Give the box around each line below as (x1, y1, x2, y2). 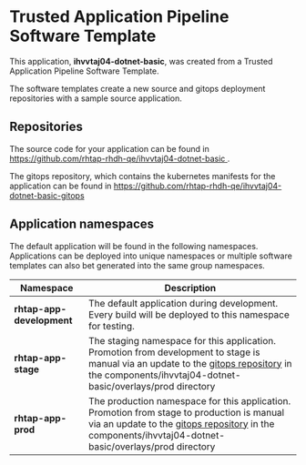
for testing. (87, 319, 135, 332)
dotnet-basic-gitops (9, 189, 85, 201)
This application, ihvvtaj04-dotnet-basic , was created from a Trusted (9, 56, 273, 66)
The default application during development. (87, 297, 279, 309)
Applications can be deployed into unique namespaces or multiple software (9, 250, 293, 261)
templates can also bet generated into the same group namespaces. (9, 259, 266, 270)
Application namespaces (9, 217, 155, 232)
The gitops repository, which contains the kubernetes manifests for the (9, 170, 276, 181)
